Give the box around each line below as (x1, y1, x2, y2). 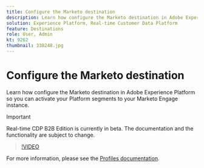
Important (6, 113, 31, 120)
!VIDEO (21, 143, 39, 150)
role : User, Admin (6, 31, 53, 37)
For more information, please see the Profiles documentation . (6, 155, 160, 162)
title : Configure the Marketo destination (6, 8, 115, 15)
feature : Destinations (6, 25, 64, 32)
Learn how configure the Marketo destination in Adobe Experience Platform (6, 88, 195, 95)
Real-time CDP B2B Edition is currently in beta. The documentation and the (6, 124, 194, 132)
